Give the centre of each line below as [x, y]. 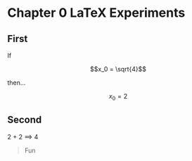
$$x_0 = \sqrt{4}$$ [118, 69]
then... [17, 83]
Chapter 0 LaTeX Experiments [96, 13]
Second [25, 120]
